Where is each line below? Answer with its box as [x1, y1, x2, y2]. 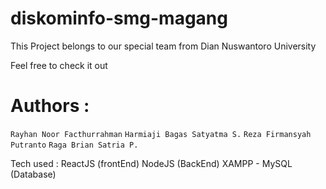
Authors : [10, 95, 90, 117]
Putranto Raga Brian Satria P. [10, 140, 139, 150]
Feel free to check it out [10, 59, 108, 71]
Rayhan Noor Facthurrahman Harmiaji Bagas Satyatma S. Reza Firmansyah [10, 129, 312, 139]
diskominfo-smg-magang [10, 7, 228, 30]
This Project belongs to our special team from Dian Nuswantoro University [10, 40, 317, 52]
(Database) [10, 168, 57, 180]
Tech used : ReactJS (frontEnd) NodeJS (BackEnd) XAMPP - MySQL [10, 157, 293, 169]
